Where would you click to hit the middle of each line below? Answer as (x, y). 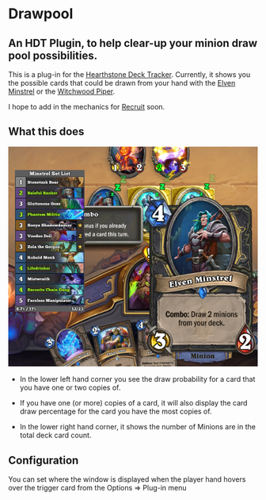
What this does (46, 132)
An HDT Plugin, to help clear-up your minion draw (133, 43)
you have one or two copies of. (70, 388)
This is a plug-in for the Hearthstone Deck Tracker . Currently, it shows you (129, 75)
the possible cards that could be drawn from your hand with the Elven (122, 83)
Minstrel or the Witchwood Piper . (62, 91)
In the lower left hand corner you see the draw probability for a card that (137, 379)
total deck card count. (55, 435)
